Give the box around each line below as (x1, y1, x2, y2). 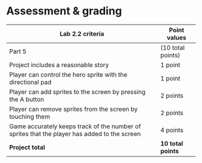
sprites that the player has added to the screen (9, 129, 141, 138)
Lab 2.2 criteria (60, 29, 104, 38)
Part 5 (9, 47, 27, 55)
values (167, 33, 186, 41)
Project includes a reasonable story (9, 61, 109, 69)
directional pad (9, 78, 52, 86)
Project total (9, 143, 45, 151)
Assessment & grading (6, 4, 122, 18)
